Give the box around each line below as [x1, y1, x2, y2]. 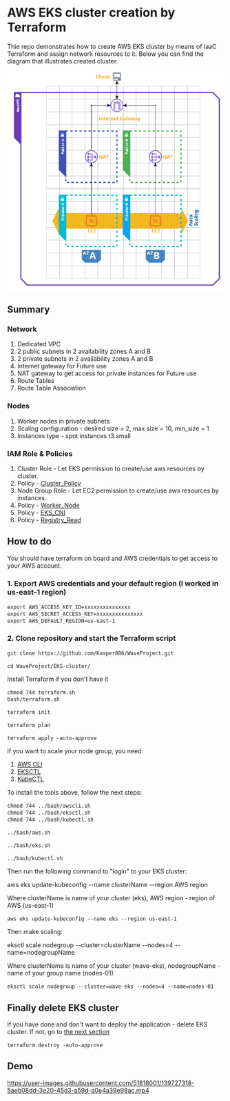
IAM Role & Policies [7, 448, 73, 458]
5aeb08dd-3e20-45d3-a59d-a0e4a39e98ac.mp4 [7, 1086, 149, 1094]
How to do [7, 536, 52, 548]
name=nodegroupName [7, 949, 75, 957]
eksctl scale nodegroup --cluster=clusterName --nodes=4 [7, 941, 174, 949]
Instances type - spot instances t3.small [17, 431, 131, 439]
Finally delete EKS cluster [7, 1002, 119, 1013]
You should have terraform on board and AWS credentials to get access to [7, 554, 218, 562]
